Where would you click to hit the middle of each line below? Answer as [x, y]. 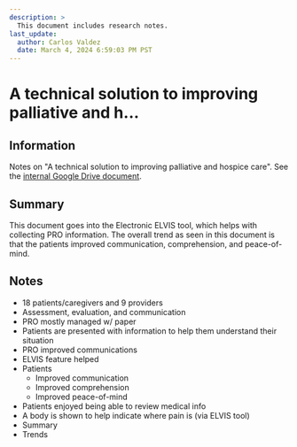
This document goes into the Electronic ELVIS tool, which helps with [133, 225]
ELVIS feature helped [60, 358]
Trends [35, 434]
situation [38, 340]
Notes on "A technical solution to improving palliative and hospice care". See [149, 167]
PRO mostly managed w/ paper [79, 321]
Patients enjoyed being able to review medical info [114, 406]
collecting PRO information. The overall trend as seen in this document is [142, 235]
